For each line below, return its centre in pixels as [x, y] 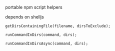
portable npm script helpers [34, 7]
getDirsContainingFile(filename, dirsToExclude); [58, 26]
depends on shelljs [24, 17]
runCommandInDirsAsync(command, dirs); [47, 43]
